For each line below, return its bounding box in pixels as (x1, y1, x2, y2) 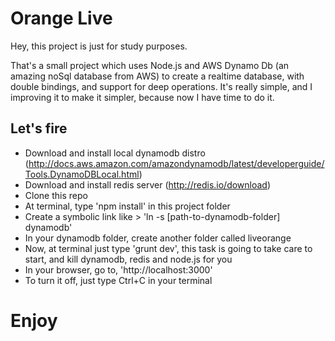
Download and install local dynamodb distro (24, 147, 206, 159)
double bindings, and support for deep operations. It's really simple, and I (10, 80, 313, 92)
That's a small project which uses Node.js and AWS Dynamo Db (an (10, 59, 290, 71)
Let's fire (10, 120, 68, 137)
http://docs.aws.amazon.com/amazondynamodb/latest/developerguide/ (28, 157, 325, 169)
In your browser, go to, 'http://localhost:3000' (24, 263, 213, 276)
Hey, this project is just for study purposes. (10, 40, 188, 52)
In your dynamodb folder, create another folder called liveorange (24, 232, 292, 244)
